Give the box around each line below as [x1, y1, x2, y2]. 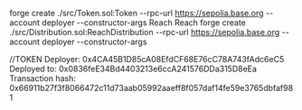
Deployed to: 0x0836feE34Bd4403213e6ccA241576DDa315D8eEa [9, 63, 258, 74]
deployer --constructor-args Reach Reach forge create [42, 17, 247, 28]
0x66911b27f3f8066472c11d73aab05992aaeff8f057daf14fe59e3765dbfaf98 [9, 83, 294, 93]
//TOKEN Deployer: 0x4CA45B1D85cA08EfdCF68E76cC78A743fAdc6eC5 [9, 54, 285, 64]
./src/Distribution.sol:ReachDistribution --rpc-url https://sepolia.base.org [9, 27, 280, 37]
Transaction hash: [9, 73, 77, 84]
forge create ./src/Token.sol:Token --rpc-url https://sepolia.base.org [9, 8, 264, 18]
